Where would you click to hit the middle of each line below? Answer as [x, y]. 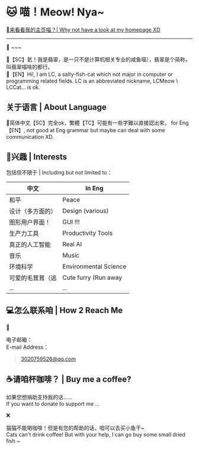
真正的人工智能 [30, 244]
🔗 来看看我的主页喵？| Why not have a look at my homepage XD [84, 30]
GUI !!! [71, 222]
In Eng [94, 188]
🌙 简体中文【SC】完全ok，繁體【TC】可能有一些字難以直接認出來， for [92, 123]
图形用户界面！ [30, 222]
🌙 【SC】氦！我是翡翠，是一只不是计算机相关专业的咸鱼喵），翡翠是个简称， [98, 59]
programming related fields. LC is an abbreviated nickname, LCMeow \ [92, 81]
